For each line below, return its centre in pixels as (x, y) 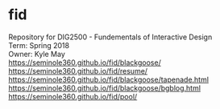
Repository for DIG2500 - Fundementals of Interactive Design (110, 37)
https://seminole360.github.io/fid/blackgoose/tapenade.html (109, 79)
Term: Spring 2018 (39, 45)
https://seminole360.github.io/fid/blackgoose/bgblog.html (105, 88)
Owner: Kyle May (37, 54)
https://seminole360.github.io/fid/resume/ (78, 71)
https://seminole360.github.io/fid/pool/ (73, 96)
